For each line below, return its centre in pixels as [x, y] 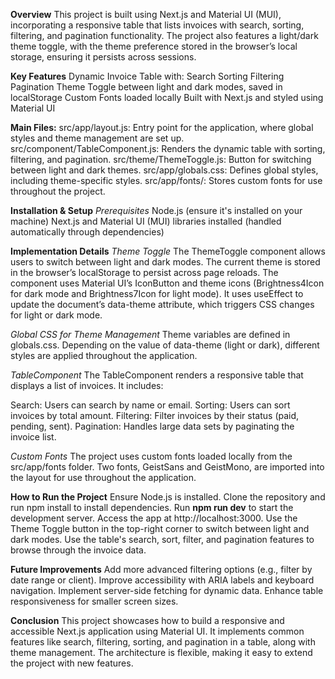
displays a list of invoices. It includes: [87, 385]
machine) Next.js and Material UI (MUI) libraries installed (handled [146, 221]
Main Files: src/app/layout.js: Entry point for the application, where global [162, 127]
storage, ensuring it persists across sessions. [103, 57]
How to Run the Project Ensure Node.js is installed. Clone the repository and [168, 497]
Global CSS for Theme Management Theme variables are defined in [150, 334]
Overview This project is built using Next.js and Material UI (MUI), [146, 14]
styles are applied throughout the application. [104, 355]
